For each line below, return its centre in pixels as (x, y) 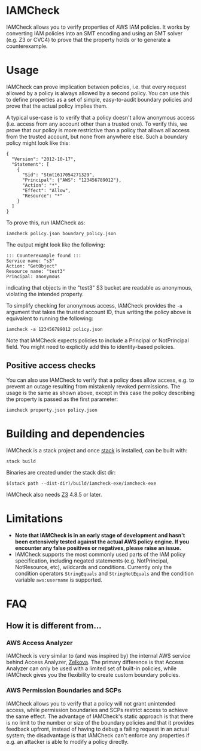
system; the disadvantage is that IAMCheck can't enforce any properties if (98, 735)
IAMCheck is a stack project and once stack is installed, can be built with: (97, 450)
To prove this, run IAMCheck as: (46, 223)
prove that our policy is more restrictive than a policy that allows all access (98, 130)
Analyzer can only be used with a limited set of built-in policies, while (92, 668)
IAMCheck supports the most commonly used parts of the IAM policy (100, 554)
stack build (21, 461)
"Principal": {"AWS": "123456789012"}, (71, 180)
